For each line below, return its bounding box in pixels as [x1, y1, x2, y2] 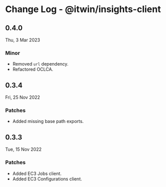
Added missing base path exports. [12, 118, 84, 124]
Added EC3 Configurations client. [12, 175, 82, 182]
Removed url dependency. [12, 61, 69, 67]
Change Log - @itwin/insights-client [5, 4, 161, 15]
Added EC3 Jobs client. [12, 170, 62, 176]
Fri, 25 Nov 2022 [5, 94, 40, 100]
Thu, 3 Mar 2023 [5, 37, 40, 43]
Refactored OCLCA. [12, 67, 54, 73]
